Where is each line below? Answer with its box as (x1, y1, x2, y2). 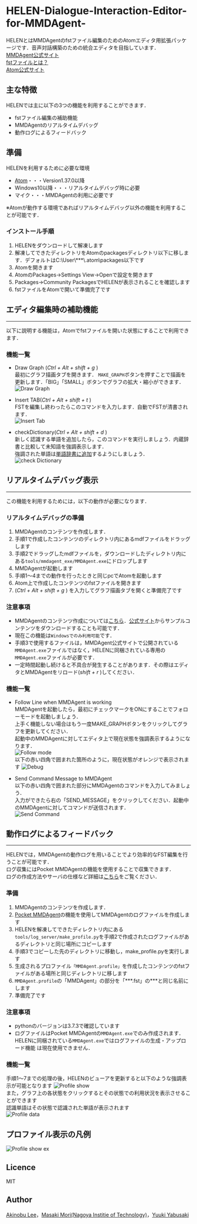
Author (6, 1195, 32, 1205)
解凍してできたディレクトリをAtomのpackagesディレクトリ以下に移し (14, 249, 184, 256)
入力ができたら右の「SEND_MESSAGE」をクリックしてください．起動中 (14, 797, 189, 804)
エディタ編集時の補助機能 (6, 305, 98, 315)
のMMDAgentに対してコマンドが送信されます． (14, 804, 129, 811)
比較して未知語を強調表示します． (25, 443, 107, 450)
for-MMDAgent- (6, 16, 86, 30)
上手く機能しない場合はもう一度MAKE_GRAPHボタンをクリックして (14, 720, 178, 727)
